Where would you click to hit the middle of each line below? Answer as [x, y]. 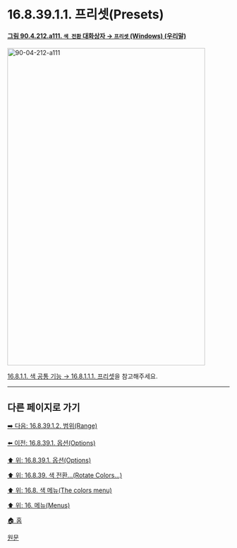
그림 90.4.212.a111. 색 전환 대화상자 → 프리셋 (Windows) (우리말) [97, 35]
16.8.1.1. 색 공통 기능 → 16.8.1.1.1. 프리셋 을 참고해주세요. [83, 376]
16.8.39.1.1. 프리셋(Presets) [86, 14]
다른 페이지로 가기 [44, 407]
